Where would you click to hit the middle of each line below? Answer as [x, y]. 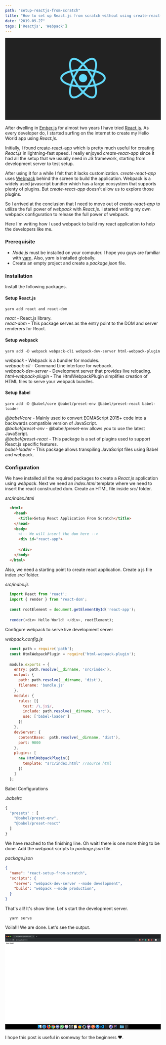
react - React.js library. [28, 318]
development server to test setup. [40, 164]
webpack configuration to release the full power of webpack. [67, 214]
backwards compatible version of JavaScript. [51, 423]
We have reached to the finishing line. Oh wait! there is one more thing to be [83, 843]
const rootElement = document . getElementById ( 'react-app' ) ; [73, 610]
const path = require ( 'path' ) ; [42, 649]
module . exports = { [30, 664]
